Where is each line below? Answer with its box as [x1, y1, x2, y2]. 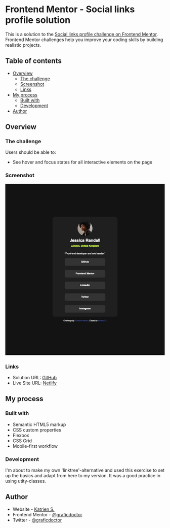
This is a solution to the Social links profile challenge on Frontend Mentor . [5, 31, 158, 37]
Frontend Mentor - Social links [5, 4, 135, 15]
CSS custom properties [12, 426, 62, 433]
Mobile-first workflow [12, 443, 58, 449]
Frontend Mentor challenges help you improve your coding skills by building [5, 37, 163, 43]
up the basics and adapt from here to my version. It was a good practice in [5, 473, 161, 479]
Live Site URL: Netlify [12, 380, 57, 386]
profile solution [5, 14, 71, 26]
